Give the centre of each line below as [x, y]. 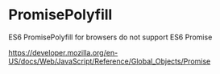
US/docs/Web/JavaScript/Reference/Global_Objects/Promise [110, 61]
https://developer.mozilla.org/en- [63, 52]
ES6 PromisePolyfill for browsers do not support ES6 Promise [110, 37]
